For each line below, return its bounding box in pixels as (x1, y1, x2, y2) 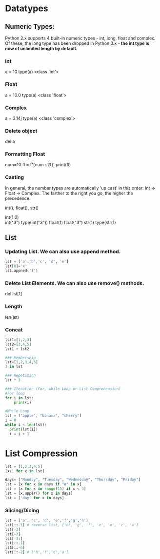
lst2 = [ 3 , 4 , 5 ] (5, 342, 32, 347)
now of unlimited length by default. (5, 46, 78, 51)
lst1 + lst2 (5, 347, 29, 351)
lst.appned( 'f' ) (5, 269, 38, 273)
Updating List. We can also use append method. (5, 248, 121, 255)
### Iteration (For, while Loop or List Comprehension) (5, 386, 121, 391)
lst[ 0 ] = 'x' (5, 264, 27, 269)
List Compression (5, 448, 78, 459)
